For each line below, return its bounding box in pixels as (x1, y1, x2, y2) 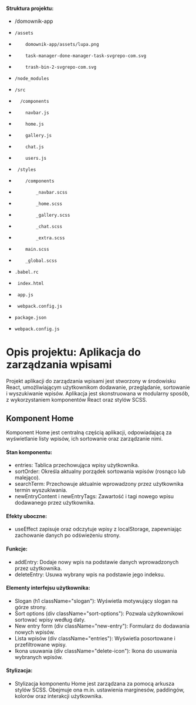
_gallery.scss (36, 212, 70, 219)
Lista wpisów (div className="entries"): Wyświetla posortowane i (14, 634, 176, 642)
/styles (17, 167, 36, 173)
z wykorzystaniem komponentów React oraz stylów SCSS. (6, 397, 148, 404)
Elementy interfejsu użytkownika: (6, 585, 90, 592)
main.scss (25, 247, 49, 253)
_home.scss (36, 201, 63, 207)
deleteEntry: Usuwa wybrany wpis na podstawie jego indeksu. (14, 570, 165, 578)
